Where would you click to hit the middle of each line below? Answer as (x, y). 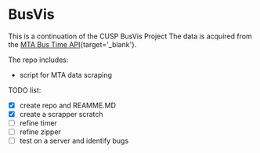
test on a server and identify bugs (74, 141)
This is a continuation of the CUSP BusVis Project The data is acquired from (130, 36)
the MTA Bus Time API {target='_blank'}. (72, 44)
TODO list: (25, 90)
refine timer (38, 123)
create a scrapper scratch (61, 114)
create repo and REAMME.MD (67, 105)
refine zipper (40, 132)
